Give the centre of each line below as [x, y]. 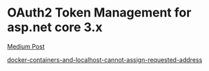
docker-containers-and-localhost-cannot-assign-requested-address [105, 59]
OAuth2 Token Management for [99, 13]
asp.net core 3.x [55, 27]
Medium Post [26, 46]
